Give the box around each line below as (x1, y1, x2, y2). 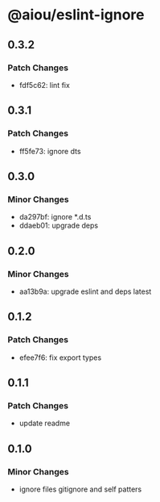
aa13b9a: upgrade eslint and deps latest (18, 287, 152, 296)
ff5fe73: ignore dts (18, 146, 81, 156)
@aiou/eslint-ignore (7, 6, 145, 24)
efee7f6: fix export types (18, 353, 102, 362)
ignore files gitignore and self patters (18, 484, 142, 494)
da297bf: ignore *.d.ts (18, 212, 92, 222)
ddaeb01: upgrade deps (18, 220, 98, 231)
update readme (18, 418, 70, 429)
